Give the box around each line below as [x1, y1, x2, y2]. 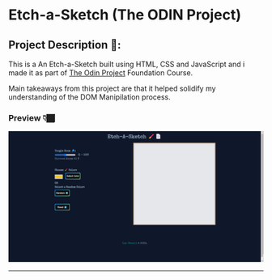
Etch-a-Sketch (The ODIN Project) [8, 6, 241, 24]
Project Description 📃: [8, 38, 121, 52]
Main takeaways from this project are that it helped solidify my [8, 83, 216, 93]
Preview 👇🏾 [8, 112, 55, 123]
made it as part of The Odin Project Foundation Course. [8, 68, 193, 78]
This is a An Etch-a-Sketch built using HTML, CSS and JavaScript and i [8, 59, 245, 69]
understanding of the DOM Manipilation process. [8, 92, 172, 102]
